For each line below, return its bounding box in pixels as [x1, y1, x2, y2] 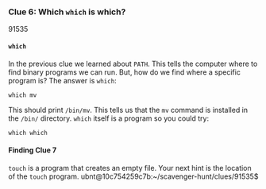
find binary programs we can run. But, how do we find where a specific [8, 67, 241, 77]
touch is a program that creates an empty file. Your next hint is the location [8, 163, 252, 172]
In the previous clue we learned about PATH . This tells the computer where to [8, 59, 258, 68]
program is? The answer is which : [8, 75, 117, 85]
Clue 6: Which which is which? [8, 6, 126, 17]
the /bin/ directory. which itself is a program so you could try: [8, 114, 209, 123]
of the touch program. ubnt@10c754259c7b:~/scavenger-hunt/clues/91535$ [8, 172, 259, 181]
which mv [8, 91, 37, 99]
